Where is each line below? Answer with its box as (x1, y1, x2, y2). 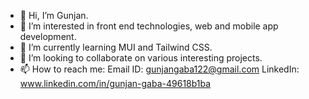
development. (19, 31, 77, 42)
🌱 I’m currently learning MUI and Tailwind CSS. (19, 41, 213, 53)
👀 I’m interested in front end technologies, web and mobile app (19, 20, 279, 32)
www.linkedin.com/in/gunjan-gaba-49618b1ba (19, 78, 212, 89)
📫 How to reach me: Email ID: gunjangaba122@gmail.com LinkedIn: (19, 63, 300, 75)
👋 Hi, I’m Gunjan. (19, 10, 89, 21)
